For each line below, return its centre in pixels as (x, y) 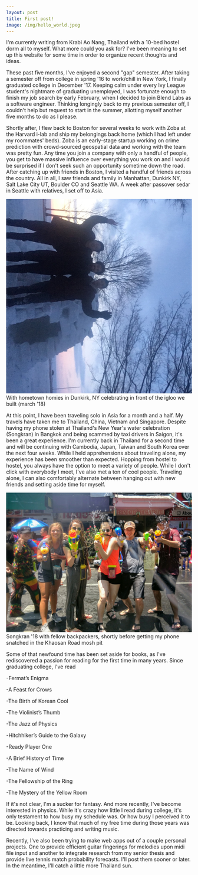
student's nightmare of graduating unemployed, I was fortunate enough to (96, 92)
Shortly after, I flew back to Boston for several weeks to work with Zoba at (96, 128)
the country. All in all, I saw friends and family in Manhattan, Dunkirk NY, (94, 178)
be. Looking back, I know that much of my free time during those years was (98, 823)
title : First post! (30, 19)
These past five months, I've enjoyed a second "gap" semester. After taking (98, 73)
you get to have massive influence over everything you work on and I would (98, 159)
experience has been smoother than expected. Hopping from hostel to (91, 459)
